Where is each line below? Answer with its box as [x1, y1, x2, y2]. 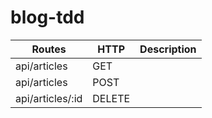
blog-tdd [10, 6, 85, 29]
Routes [31, 42, 67, 56]
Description [139, 42, 197, 56]
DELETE [92, 91, 131, 105]
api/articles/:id [15, 91, 83, 105]
